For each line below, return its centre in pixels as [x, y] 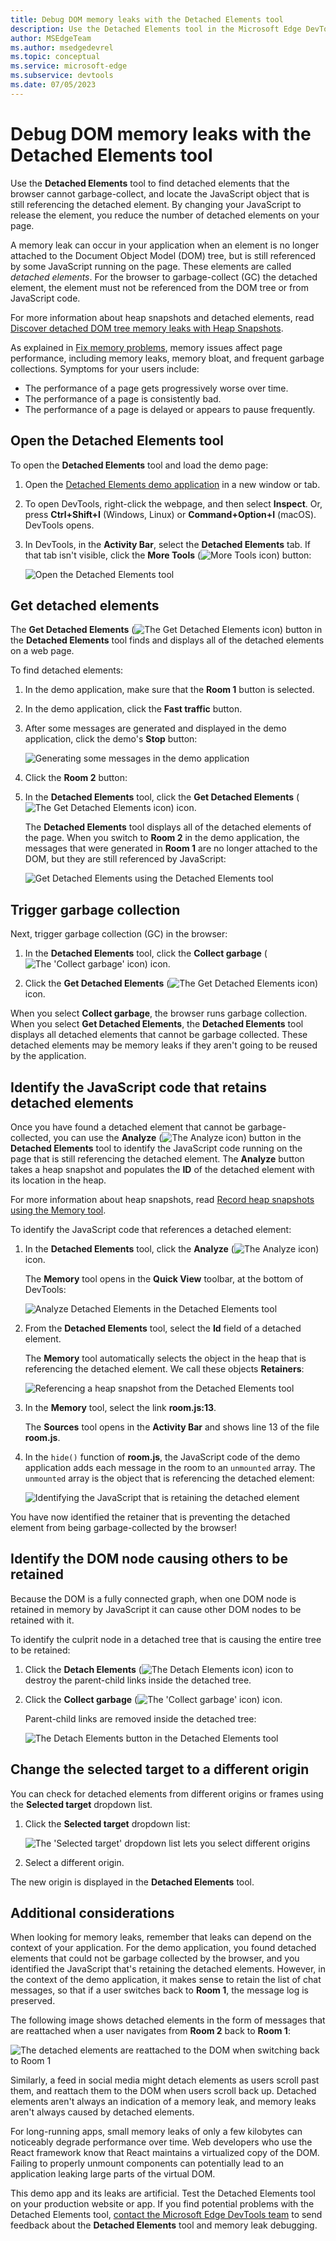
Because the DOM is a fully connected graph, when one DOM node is [153, 1598]
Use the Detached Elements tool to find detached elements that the [150, 183]
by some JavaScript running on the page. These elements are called [151, 266]
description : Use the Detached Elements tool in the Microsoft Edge [156, 29]
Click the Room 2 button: [76, 778]
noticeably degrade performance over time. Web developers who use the [161, 2142]
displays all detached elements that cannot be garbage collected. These [159, 1035]
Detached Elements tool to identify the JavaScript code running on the [156, 1148]
